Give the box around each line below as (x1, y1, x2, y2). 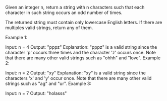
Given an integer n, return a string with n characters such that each (5, 5, 145, 10)
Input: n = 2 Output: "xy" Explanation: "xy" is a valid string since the (5, 70, 146, 76)
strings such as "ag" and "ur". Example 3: (5, 80, 92, 86)
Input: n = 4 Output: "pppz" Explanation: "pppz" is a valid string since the (5, 44, 157, 50)
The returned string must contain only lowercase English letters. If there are (5, 20, 162, 25)
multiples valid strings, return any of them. (5, 25, 93, 31)
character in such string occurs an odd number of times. (5, 10, 123, 16)
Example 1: (5, 35, 28, 40)
